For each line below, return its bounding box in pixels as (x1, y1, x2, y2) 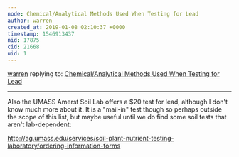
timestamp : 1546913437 (7, 30, 75, 38)
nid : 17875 (7, 37, 40, 44)
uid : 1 (7, 50, 27, 58)
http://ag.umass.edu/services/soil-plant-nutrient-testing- (7, 134, 174, 142)
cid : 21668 (7, 43, 40, 50)
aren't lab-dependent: (7, 120, 72, 129)
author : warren (7, 17, 53, 24)
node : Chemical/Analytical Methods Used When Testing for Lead (7, 10, 199, 18)
